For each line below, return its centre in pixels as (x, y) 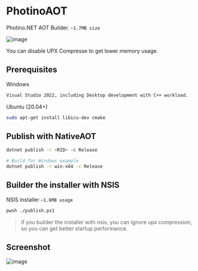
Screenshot (28, 247)
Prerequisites (32, 70)
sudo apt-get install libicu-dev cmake (56, 118)
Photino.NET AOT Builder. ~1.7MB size (53, 28)
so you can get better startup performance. (74, 228)
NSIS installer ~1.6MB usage (39, 200)
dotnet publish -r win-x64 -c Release (54, 167)
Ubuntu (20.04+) (27, 107)
